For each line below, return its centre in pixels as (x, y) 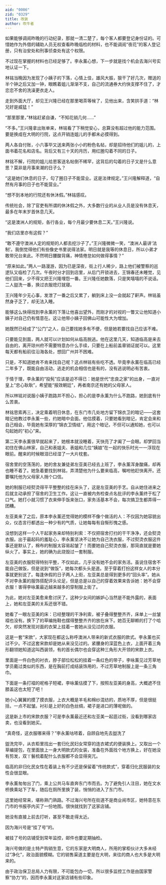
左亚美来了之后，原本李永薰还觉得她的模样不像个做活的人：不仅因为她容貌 (81, 516)
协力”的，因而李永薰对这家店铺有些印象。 (54, 878)
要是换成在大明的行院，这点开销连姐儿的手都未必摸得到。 (63, 134)
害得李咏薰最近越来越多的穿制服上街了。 (59, 587)
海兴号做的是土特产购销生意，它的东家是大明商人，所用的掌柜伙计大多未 (79, 848)
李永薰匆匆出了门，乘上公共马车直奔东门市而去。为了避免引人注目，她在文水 (83, 783)
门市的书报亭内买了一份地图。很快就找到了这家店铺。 (59, 806)
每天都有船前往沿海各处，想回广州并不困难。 (51, 352)
